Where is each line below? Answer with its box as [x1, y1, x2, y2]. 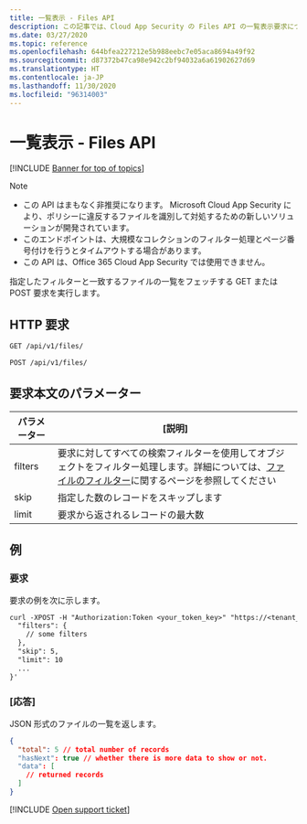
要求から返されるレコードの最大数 [58, 508, 205, 521]
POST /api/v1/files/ [9, 358, 89, 368]
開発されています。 [62, 222, 134, 233]
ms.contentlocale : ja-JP [9, 73, 104, 82]
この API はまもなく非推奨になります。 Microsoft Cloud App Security [22, 199, 281, 210]
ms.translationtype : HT [9, 65, 101, 74]
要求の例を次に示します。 [9, 594, 105, 605]
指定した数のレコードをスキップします [58, 491, 223, 504]
